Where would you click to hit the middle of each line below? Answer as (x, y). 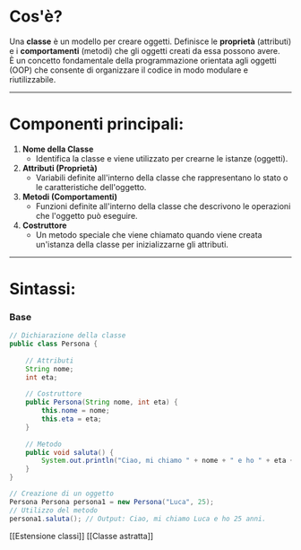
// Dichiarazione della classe (68, 336)
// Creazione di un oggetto (62, 494)
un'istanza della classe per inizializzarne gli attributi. (132, 244)
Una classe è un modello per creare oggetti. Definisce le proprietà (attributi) (150, 41)
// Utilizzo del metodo (54, 510)
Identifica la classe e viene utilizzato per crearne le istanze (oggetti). (162, 158)
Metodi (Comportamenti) (70, 196)
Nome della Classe (58, 149)
